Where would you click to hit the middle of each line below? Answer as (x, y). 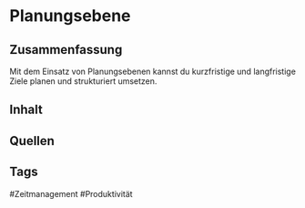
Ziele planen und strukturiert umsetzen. (83, 81)
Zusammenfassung (66, 50)
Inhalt (26, 110)
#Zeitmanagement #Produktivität (71, 193)
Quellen (32, 141)
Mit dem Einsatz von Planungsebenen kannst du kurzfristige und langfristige (152, 71)
